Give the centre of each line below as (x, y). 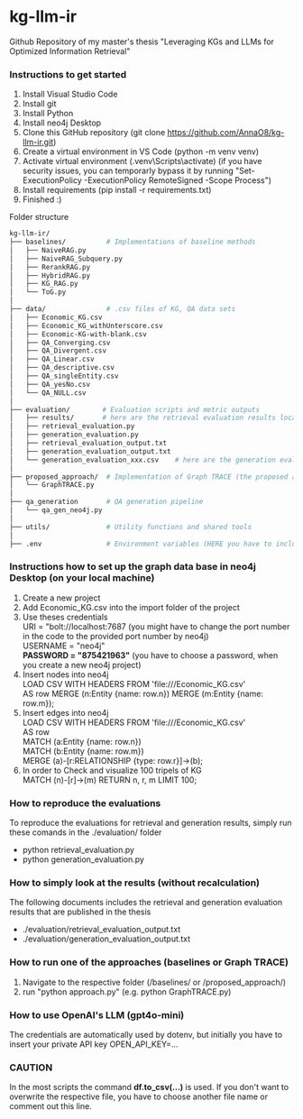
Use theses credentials (65, 617)
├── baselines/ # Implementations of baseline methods (133, 242)
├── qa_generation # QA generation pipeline (106, 502)
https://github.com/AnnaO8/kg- (226, 133)
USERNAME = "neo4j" (64, 646)
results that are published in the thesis (80, 912)
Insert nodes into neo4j (65, 674)
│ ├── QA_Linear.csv (52, 359)
